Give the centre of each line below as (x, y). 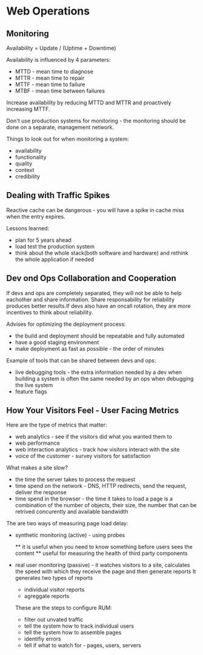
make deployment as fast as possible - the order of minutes (90, 348)
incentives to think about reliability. (50, 312)
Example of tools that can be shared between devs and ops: (81, 360)
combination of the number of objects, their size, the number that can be (106, 505)
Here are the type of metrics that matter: (57, 425)
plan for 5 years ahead (43, 240)
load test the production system (55, 246)
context (25, 170)
